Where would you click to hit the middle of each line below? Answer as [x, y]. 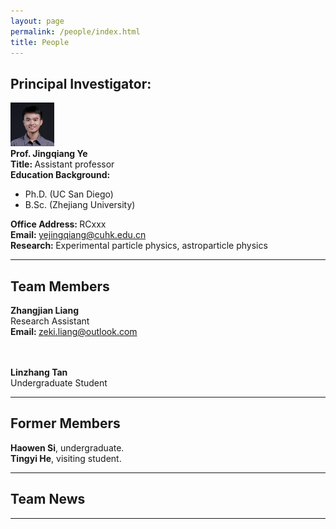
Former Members [65, 423]
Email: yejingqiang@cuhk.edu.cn [78, 235]
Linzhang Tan [39, 372]
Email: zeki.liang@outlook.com [74, 331]
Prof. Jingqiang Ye [49, 154]
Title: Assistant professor [62, 164]
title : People [40, 42]
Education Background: [60, 175]
